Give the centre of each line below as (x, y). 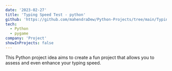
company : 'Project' (26, 39)
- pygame (19, 33)
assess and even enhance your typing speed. (53, 63)
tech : (11, 24)
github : (14, 19)
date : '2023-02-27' (26, 10)
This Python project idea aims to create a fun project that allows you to (80, 57)
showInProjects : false (29, 43)
